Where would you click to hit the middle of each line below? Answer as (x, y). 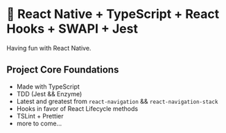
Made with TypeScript (48, 87)
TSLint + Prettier (40, 116)
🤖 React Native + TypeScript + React (113, 14)
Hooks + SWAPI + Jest (72, 29)
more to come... (39, 123)
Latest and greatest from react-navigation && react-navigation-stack (117, 101)
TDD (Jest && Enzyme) (49, 94)
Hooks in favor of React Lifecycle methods (77, 108)
